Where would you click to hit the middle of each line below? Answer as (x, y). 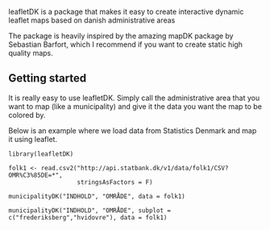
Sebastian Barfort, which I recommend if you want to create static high (126, 44)
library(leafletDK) (41, 154)
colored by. (27, 115)
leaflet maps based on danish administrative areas (92, 20)
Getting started (48, 79)
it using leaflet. (33, 139)
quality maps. (31, 53)
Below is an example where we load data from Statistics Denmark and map (133, 130)
